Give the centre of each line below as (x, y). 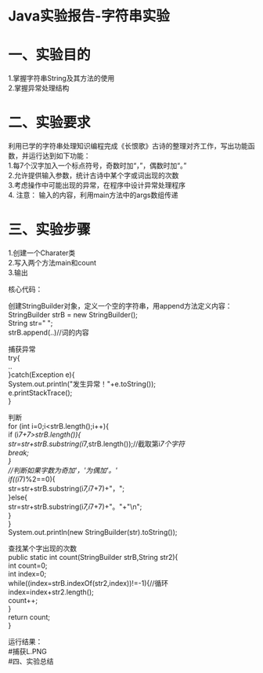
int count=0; (28, 565)
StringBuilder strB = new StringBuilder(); (73, 315)
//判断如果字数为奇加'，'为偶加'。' (63, 470)
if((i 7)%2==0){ (32, 479)
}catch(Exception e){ (41, 375)
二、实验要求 (50, 123)
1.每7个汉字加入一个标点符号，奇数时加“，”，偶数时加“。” (97, 166)
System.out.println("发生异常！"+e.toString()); (82, 384)
